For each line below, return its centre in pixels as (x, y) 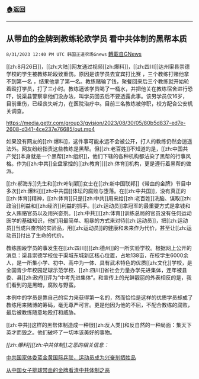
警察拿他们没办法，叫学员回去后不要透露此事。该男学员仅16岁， (110, 97)
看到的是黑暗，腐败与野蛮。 (45, 285)
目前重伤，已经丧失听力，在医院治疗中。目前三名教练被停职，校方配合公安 (97, 104)
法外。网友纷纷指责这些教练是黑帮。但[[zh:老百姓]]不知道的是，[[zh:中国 (94, 149)
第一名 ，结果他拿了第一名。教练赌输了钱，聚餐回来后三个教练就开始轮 (103, 82)
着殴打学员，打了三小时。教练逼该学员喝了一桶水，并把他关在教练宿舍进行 (97, 89)
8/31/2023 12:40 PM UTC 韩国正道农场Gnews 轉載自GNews (74, 54)
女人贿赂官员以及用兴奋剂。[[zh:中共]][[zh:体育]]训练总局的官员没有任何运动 (99, 213)
